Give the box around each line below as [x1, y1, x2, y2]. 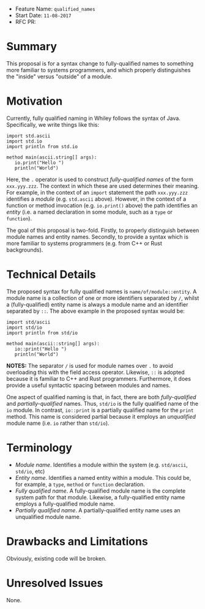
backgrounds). [6, 246, 43, 253]
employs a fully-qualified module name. [15, 500, 115, 507]
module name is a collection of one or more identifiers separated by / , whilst [6, 294, 199, 302]
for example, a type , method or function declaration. [15, 480, 145, 488]
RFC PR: [15, 18, 37, 25]
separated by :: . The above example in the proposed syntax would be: [6, 307, 185, 315]
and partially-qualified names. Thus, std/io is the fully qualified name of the [6, 400, 199, 407]
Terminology [6, 441, 72, 455]
